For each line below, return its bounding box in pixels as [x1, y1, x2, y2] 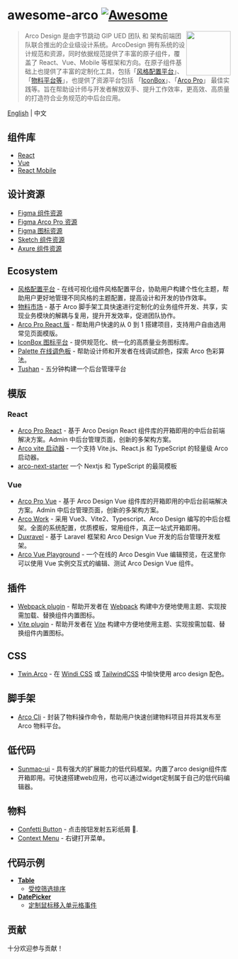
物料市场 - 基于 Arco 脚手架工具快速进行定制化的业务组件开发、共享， [17, 303, 222, 311]
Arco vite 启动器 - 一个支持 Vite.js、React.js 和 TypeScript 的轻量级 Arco [17, 444, 229, 453]
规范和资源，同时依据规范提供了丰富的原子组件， [30, 49, 174, 58]
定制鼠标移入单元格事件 [28, 901, 97, 909]
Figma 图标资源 [17, 226, 63, 234]
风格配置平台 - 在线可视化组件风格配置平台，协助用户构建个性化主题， [17, 285, 223, 293]
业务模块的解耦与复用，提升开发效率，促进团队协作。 [23, 311, 179, 320]
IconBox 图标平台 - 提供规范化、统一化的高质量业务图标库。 [17, 338, 193, 347]
